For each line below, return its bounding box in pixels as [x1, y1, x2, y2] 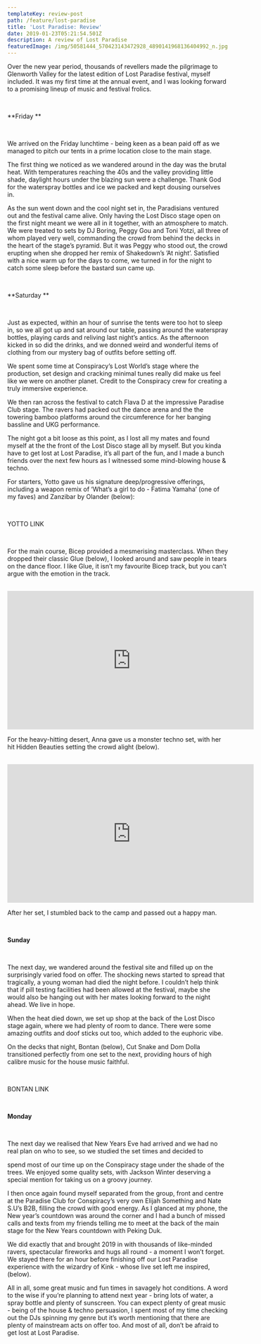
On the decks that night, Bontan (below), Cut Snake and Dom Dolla [7, 1043, 200, 1051]
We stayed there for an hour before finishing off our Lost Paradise [7, 1255, 198, 1263]
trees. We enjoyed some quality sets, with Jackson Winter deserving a [7, 1168, 211, 1176]
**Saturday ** [7, 291, 49, 299]
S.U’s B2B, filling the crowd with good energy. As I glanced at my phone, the [7, 1204, 228, 1212]
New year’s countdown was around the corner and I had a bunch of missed [7, 1212, 226, 1219]
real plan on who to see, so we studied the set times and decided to [7, 1147, 204, 1155]
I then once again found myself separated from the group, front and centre [7, 1189, 224, 1197]
